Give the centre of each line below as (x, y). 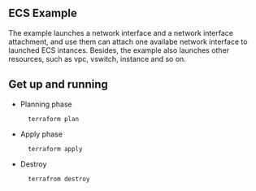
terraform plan (54, 119)
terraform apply (55, 149)
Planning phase (46, 104)
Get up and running (58, 85)
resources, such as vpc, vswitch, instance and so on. (98, 59)
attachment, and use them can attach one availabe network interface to (128, 41)
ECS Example (43, 13)
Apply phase (41, 134)
